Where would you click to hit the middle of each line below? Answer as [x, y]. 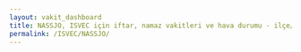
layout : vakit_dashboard [56, 17]
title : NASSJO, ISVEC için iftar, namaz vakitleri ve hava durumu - [140, 26]
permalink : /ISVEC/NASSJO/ [60, 33]
